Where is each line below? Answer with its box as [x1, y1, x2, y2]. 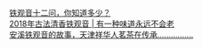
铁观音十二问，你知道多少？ [9, 8, 111, 17]
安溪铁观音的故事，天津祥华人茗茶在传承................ [9, 30, 194, 39]
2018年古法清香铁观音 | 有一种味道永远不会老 [9, 18, 175, 29]
